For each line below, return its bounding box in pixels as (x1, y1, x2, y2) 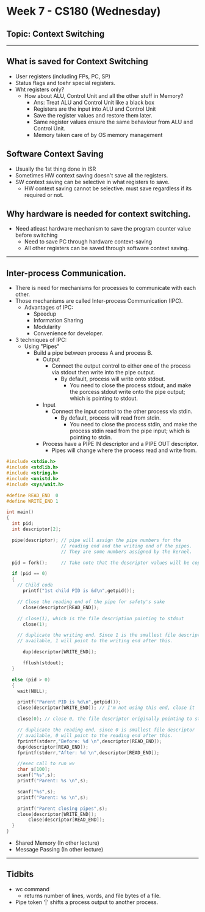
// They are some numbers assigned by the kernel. (60, 549, 192, 555)
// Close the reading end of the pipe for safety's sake (17, 598, 165, 605)
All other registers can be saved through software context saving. (24, 245, 189, 252)
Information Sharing (33, 317, 84, 324)
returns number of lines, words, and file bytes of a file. (24, 892, 161, 899)
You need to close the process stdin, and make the (70, 421, 197, 428)
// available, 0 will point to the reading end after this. (17, 732, 173, 738)
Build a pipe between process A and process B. (33, 349, 153, 357)
